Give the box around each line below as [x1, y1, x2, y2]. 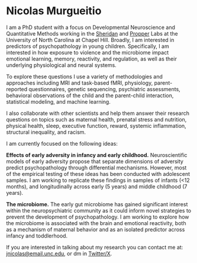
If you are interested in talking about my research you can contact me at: [6, 243, 183, 251]
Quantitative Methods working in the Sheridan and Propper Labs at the [6, 30, 179, 37]
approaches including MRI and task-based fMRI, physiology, [6, 79, 153, 86]
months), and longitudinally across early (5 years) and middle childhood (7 [6, 182, 188, 190]
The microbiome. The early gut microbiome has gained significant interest [6, 200, 188, 208]
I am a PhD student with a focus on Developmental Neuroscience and [6, 24, 176, 31]
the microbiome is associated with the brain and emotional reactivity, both [6, 219, 186, 226]
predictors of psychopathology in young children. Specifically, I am [6, 43, 170, 50]
